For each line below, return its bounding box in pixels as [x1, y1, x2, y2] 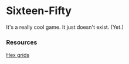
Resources [6, 38, 38, 46]
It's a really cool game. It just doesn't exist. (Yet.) [6, 23, 124, 31]
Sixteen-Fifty [6, 4, 72, 18]
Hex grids [6, 52, 30, 59]
